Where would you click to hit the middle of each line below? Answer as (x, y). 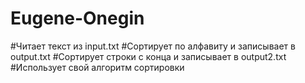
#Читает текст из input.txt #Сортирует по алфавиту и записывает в (153, 46)
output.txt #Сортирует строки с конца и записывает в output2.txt (148, 56)
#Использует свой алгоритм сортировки (97, 67)
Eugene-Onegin (77, 18)
